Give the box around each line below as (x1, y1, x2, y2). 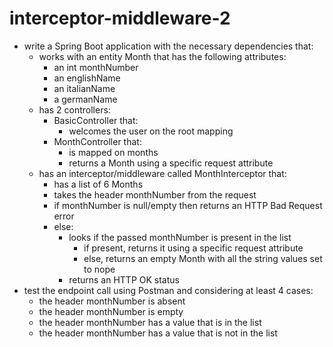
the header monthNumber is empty (38, 305, 184, 317)
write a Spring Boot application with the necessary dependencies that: (23, 40, 314, 52)
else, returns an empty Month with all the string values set (83, 252, 323, 264)
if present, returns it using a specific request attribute (83, 242, 304, 254)
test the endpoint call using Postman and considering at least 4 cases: (23, 284, 314, 296)
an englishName (53, 72, 121, 84)
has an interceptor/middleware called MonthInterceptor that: (38, 167, 287, 179)
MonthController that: (53, 135, 142, 147)
